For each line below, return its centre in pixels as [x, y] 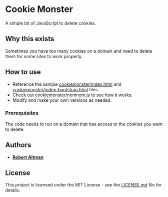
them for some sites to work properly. [44, 56]
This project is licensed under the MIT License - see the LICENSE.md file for [83, 185]
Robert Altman [28, 157]
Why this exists [30, 39]
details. [13, 190]
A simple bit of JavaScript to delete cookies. [50, 23]
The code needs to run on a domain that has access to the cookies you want [84, 124]
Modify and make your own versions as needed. [62, 100]
